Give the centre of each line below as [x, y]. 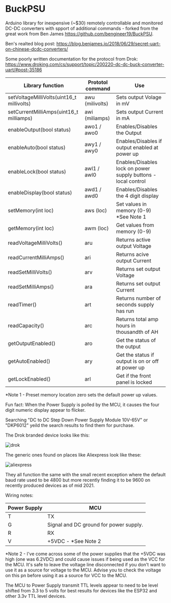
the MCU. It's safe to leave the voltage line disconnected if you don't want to [85, 564]
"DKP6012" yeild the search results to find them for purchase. [70, 425]
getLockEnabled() [29, 379]
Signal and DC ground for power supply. [95, 525]
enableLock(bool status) [37, 171]
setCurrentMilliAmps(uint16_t [43, 111]
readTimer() [22, 304]
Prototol [98, 82]
